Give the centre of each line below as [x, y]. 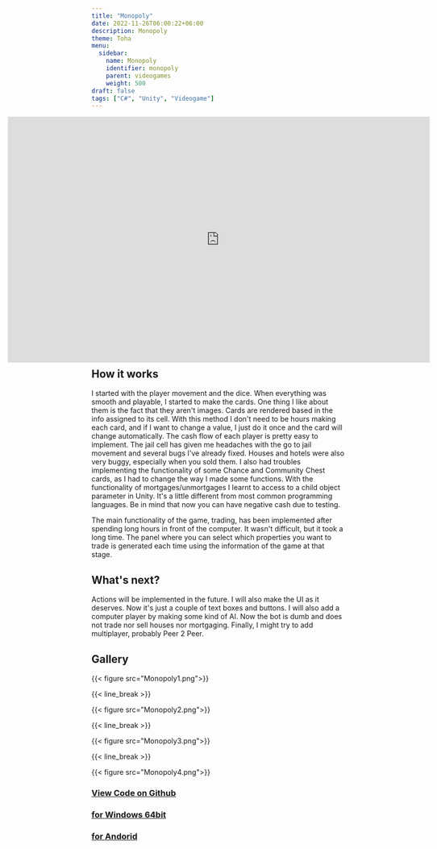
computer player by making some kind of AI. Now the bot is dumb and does [217, 617]
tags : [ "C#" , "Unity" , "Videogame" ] [153, 98]
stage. [102, 555]
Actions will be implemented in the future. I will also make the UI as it [205, 599]
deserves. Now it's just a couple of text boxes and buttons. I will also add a [215, 608]
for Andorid [114, 836]
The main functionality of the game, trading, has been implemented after [212, 520]
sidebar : [113, 53]
